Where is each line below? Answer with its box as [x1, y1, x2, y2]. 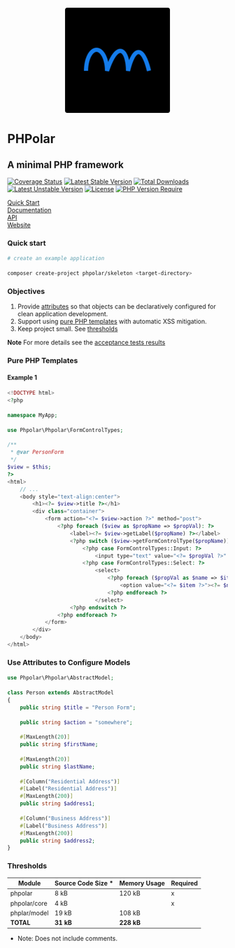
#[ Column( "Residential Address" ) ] [20, 778, 120, 785]
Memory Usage [119, 879, 166, 888]
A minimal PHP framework [7, 158, 124, 170]
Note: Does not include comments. [17, 934, 117, 942]
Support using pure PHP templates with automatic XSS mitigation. [17, 317, 208, 326]
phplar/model [10, 909, 49, 917]
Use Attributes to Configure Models [7, 657, 131, 667]
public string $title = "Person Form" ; [20, 704, 136, 711]
